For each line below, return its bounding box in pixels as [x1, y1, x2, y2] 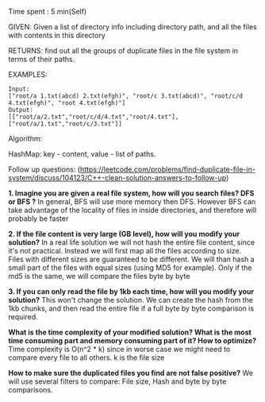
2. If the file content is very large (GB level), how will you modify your [8, 230, 240, 238]
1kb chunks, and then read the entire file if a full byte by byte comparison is [8, 303, 255, 313]
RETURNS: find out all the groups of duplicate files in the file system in [8, 46, 239, 55]
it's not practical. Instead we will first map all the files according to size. [8, 246, 242, 255]
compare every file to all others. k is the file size [8, 353, 165, 362]
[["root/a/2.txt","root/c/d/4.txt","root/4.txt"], [8, 113, 179, 121]
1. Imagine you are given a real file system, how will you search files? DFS [8, 188, 255, 198]
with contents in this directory [8, 31, 106, 40]
